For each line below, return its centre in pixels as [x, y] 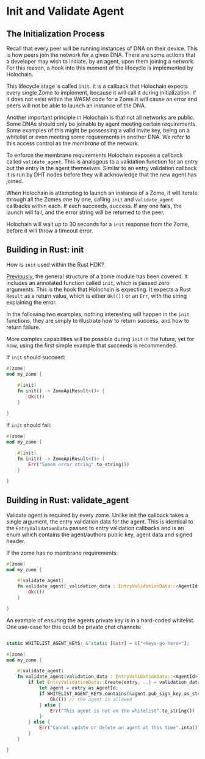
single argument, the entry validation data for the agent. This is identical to [100, 521]
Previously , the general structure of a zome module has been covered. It [97, 276]
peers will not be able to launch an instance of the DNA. [76, 106]
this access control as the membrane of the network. [73, 143]
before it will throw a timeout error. [50, 231]
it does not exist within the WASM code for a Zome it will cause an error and [102, 99]
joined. [15, 181]
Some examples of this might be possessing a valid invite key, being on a [98, 130]
